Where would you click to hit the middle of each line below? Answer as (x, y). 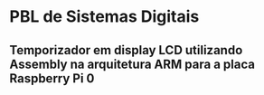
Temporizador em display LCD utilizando (126, 50)
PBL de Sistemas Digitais (104, 17)
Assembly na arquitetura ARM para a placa (132, 64)
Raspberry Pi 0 (52, 78)
